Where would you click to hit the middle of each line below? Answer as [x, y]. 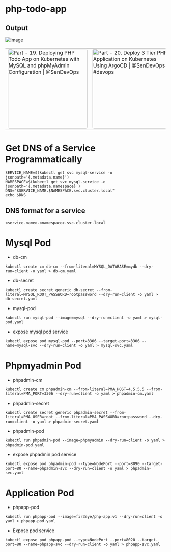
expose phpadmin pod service [45, 454]
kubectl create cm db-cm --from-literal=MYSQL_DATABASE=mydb [72, 267]
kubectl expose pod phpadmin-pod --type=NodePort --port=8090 [73, 463]
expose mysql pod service [40, 332]
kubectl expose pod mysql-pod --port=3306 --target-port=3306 [73, 341]
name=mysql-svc [21, 345]
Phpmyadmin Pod [43, 366]
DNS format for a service [45, 211]
